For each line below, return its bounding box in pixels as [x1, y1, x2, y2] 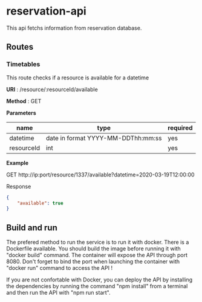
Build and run [6, 223, 57, 233]
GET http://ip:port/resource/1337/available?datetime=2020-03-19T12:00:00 [6, 171, 195, 178]
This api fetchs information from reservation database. [6, 24, 142, 32]
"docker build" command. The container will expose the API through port [6, 252, 188, 259]
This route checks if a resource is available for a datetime [6, 74, 149, 81]
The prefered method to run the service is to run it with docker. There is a [6, 238, 189, 246]
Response [6, 183, 31, 190]
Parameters [6, 109, 36, 116]
